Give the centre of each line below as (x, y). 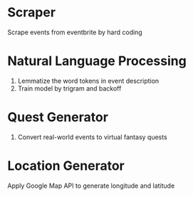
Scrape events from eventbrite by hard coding (75, 32)
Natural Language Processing (97, 61)
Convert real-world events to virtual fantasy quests (92, 137)
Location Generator (66, 166)
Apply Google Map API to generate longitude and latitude (91, 186)
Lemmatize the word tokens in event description (88, 81)
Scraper (31, 12)
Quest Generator (58, 117)
